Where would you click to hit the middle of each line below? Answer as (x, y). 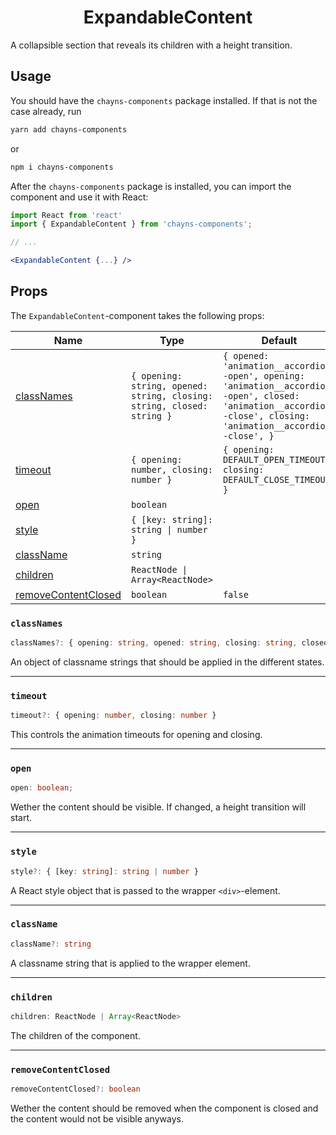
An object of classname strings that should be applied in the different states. (167, 662)
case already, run (46, 111)
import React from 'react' (66, 215)
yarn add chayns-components (69, 129)
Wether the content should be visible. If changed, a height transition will (158, 807)
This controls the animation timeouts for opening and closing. (136, 735)
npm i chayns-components (62, 167)
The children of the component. (75, 1035)
